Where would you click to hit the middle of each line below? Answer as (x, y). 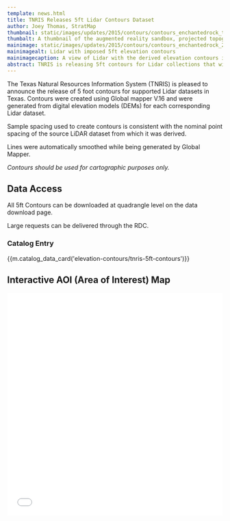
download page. (30, 212)
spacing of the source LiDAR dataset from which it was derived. (97, 134)
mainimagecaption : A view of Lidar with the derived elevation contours (113, 58)
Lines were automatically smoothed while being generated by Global (104, 147)
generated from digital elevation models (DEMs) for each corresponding (108, 105)
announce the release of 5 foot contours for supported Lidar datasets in (108, 91)
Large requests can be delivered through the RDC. (78, 226)
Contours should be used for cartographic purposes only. (88, 167)
